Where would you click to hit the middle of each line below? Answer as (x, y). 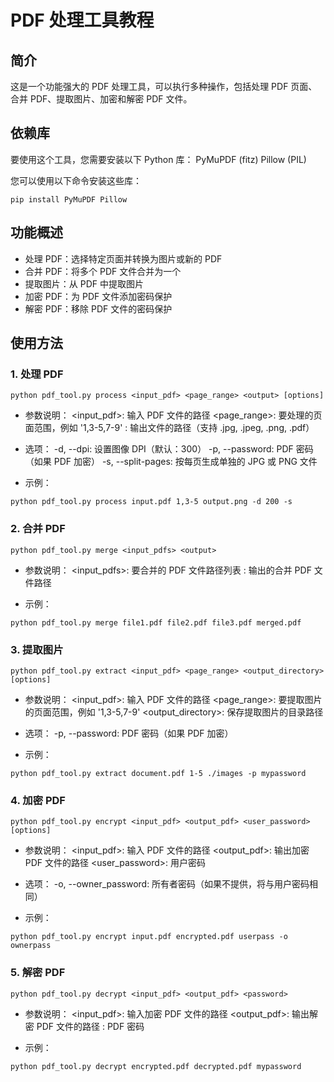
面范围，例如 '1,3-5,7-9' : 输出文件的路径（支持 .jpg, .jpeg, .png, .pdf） (169, 428)
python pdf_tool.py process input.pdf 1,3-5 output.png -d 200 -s (151, 502)
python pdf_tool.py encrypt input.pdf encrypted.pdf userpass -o (149, 937)
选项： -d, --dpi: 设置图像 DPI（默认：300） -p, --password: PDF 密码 (169, 449)
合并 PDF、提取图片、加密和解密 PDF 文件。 (101, 99)
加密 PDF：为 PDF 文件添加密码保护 (98, 296)
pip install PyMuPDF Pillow (69, 199)
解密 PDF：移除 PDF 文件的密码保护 (98, 308)
